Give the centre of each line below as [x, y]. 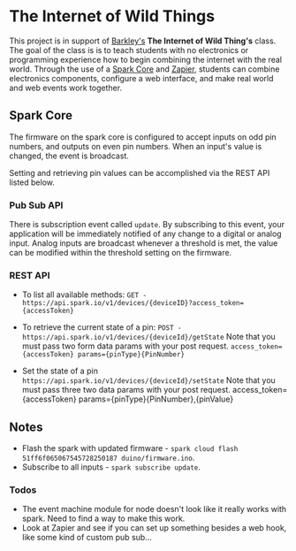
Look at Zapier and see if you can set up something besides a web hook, [154, 528]
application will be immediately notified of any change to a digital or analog [145, 234]
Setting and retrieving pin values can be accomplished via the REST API [140, 172]
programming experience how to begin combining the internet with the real [146, 59]
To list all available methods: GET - [84, 295]
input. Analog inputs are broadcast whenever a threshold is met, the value [144, 243]
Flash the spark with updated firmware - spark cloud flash [130, 448]
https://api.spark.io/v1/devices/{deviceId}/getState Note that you [148, 337]
